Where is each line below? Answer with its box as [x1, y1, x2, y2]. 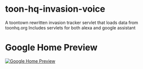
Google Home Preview [5, 42, 98, 53]
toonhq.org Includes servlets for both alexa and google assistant [5, 24, 136, 30]
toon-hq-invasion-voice [5, 3, 106, 15]
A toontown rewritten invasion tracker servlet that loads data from [5, 20, 139, 25]
